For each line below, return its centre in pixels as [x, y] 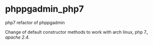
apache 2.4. [17, 37]
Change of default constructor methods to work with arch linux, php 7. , [77, 32]
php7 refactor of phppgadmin [35, 22]
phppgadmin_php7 [45, 9]
